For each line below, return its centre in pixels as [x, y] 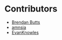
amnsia [19, 27]
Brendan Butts [26, 22]
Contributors [31, 9]
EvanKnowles [25, 32]
